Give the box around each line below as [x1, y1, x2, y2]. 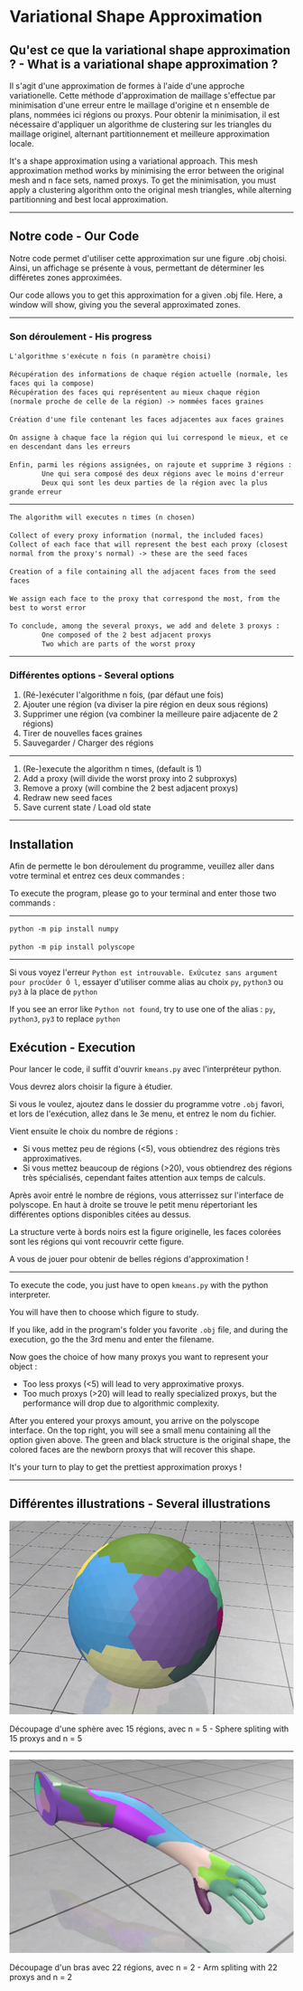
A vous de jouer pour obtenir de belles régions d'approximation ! [9, 1254, 249, 1265]
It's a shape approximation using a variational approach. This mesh [9, 156, 259, 166]
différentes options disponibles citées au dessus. [9, 1209, 192, 1220]
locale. [9, 138, 34, 148]
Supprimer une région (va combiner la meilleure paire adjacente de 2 [22, 708, 279, 720]
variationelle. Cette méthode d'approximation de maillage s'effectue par [9, 90, 276, 100]
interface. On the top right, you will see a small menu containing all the [9, 1425, 271, 1436]
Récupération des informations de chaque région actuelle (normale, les [9, 370, 289, 379]
